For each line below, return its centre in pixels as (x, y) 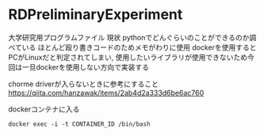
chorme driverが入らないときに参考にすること (84, 84)
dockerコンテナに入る (44, 109)
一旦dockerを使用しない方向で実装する (85, 67)
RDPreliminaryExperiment (96, 15)
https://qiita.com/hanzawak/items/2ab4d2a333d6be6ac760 (106, 93)
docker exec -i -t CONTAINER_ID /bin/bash (79, 124)
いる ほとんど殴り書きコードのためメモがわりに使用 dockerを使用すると (139, 47)
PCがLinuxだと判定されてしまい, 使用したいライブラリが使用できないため (128, 57)
